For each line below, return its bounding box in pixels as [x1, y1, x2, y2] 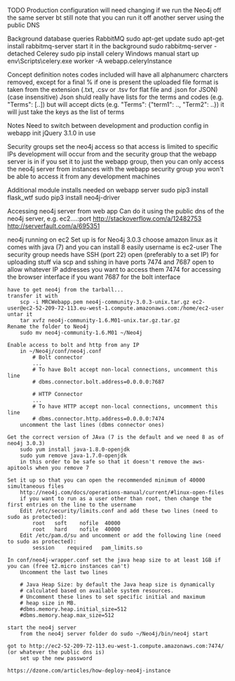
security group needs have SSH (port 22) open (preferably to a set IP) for [7, 251, 219, 258]
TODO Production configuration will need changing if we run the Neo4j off [7, 6, 222, 14]
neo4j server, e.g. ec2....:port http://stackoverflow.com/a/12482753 [7, 214, 202, 223]
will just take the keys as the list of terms [7, 108, 125, 116]
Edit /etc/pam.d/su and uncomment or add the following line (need [20, 532, 221, 539]
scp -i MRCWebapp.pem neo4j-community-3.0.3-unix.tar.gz [20, 298, 190, 305]
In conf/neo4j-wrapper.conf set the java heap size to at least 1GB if [7, 557, 221, 564]
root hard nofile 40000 [32, 526, 121, 533]
